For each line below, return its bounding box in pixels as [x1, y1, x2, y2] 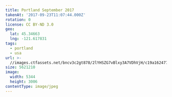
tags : [5, 41, 17, 46]
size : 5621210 [5, 65, 36, 70]
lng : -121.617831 [10, 36, 47, 42]
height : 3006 [10, 79, 38, 84]
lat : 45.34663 [10, 31, 40, 36]
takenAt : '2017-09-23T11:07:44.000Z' [5, 12, 86, 17]
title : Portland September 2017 [5, 7, 74, 13]
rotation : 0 [5, 17, 31, 22]
